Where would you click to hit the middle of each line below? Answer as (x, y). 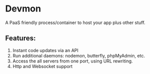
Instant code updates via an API (46, 50)
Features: (21, 38)
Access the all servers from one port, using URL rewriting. (73, 61)
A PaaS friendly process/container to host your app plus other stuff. (75, 22)
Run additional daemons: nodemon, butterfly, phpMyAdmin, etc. (79, 55)
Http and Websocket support (43, 66)
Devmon (23, 9)
